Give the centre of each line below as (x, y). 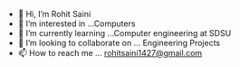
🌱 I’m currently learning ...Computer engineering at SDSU (125, 33)
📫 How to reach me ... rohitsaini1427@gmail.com (110, 53)
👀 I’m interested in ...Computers (77, 24)
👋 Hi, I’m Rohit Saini (54, 14)
